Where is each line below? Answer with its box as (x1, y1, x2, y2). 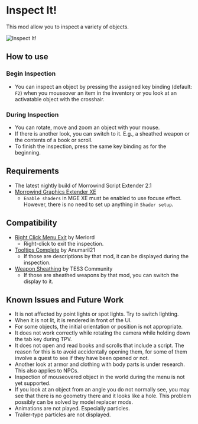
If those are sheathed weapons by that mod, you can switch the (23, 271, 179, 278)
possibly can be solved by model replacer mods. (14, 399, 134, 406)
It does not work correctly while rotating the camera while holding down (14, 329, 190, 336)
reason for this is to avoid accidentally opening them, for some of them (14, 348, 187, 355)
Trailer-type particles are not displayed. (14, 411, 111, 418)
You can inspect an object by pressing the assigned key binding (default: (14, 83, 192, 90)
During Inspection (6, 110, 59, 118)
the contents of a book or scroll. (14, 136, 93, 143)
